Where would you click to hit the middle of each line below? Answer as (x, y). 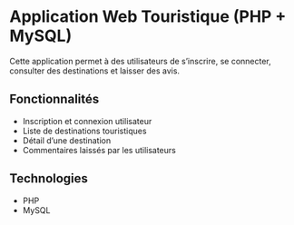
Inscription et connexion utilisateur (87, 121)
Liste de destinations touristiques (84, 131)
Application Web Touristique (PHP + (148, 17)
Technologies (49, 179)
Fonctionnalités (54, 99)
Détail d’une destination (67, 140)
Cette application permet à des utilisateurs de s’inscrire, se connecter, (141, 61)
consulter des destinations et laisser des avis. (94, 71)
